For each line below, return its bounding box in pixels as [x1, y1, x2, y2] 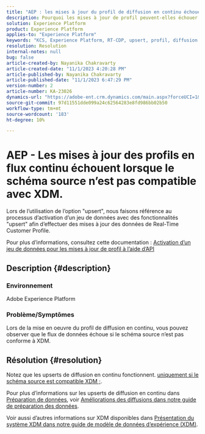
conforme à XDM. [6, 337, 51, 345]
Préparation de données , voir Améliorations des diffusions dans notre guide [6, 396, 196, 403]
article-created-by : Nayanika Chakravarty [6, 60, 116, 66]
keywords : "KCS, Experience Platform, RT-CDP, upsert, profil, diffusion [6, 37, 198, 43]
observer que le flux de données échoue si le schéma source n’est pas [6, 331, 184, 338]
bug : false [6, 54, 34, 60]
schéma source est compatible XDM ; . [6, 377, 103, 385]
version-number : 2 [6, 83, 53, 89]
